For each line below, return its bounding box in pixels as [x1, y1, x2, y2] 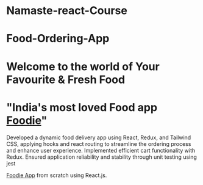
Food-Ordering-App [6, 32, 110, 46]
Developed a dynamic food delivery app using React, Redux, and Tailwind [6, 134, 191, 141]
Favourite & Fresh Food [6, 73, 126, 86]
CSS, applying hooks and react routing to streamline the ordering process [6, 140, 191, 147]
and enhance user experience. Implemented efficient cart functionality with [6, 147, 196, 154]
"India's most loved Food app [6, 100, 157, 114]
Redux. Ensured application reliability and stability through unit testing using [6, 153, 197, 161]
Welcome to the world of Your [6, 59, 160, 73]
